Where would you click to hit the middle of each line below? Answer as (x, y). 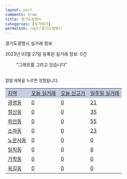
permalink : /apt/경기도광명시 (34, 29)
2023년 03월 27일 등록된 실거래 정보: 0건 (46, 54)
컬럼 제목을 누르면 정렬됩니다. (32, 80)
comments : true (21, 15)
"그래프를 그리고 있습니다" (42, 65)
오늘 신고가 (73, 93)
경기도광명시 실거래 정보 (29, 44)
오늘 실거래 (43, 93)
